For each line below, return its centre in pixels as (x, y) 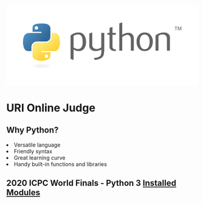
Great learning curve (40, 158)
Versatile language (37, 145)
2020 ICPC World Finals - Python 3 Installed (91, 183)
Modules (23, 193)
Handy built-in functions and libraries (61, 164)
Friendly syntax (33, 151)
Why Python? (33, 130)
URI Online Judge (51, 108)
